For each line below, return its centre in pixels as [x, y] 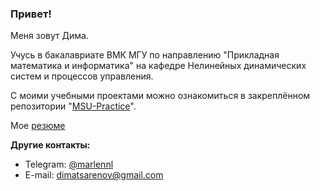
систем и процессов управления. [82, 76]
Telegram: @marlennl [69, 164]
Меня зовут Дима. [49, 36]
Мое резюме [38, 126]
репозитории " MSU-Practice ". [73, 106]
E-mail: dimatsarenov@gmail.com [94, 175]
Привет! [31, 14]
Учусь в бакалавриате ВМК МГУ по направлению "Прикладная [145, 55]
